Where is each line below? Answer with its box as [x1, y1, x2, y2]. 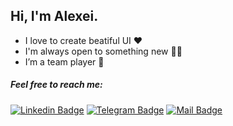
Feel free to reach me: [10, 79, 103, 91]
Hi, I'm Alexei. [10, 8, 99, 25]
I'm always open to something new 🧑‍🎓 [24, 45, 183, 57]
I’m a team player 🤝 [24, 55, 105, 68]
